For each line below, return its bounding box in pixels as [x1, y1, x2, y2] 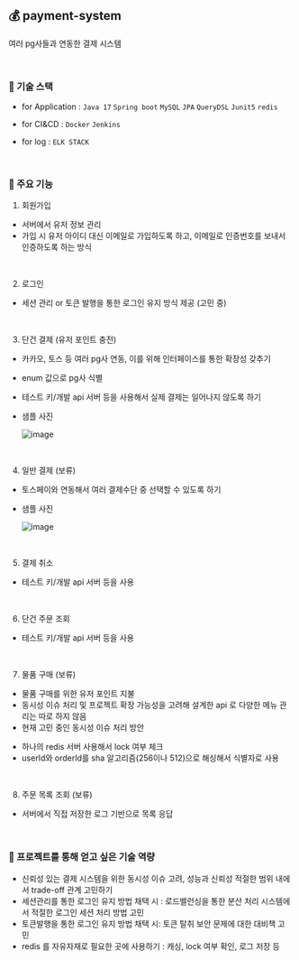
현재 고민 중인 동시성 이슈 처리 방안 [21, 722, 145, 734]
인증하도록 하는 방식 [21, 242, 92, 253]
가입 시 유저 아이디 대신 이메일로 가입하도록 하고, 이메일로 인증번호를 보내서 [21, 230, 286, 242]
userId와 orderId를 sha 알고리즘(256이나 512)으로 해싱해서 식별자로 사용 [21, 752, 280, 763]
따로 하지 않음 [38, 711, 87, 722]
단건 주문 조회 [21, 614, 70, 624]
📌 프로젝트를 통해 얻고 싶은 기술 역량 [8, 851, 155, 863]
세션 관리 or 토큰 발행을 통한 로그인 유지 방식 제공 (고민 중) [21, 298, 227, 309]
